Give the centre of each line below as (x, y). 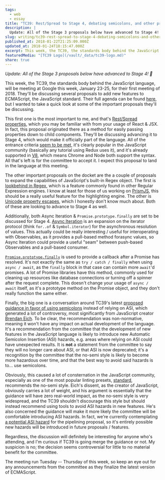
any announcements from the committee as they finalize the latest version (80, 467)
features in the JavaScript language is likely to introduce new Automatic (78, 334)
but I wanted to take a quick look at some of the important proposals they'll (81, 104)
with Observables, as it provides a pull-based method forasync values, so (80, 237)
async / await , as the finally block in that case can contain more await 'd (80, 267)
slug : (11, 37)
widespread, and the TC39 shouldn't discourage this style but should (75, 401)
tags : (11, 10)
